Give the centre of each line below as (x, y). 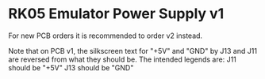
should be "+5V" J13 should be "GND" (71, 67)
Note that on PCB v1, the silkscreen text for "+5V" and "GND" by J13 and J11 (133, 51)
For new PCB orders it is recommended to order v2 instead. (106, 36)
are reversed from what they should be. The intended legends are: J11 (122, 59)
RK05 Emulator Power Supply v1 (116, 14)
